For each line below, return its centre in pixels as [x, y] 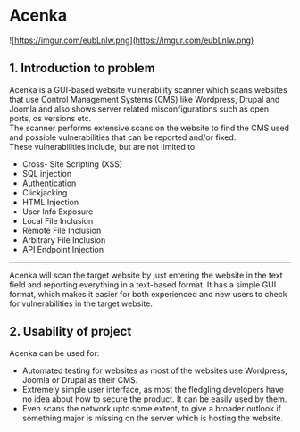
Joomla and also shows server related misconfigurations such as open [139, 109]
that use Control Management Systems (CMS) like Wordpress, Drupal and [145, 99]
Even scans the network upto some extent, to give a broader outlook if [151, 408]
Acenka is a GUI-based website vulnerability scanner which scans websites [148, 89]
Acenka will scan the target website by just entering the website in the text [146, 275]
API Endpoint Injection [63, 249]
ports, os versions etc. [50, 118]
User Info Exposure [58, 212]
